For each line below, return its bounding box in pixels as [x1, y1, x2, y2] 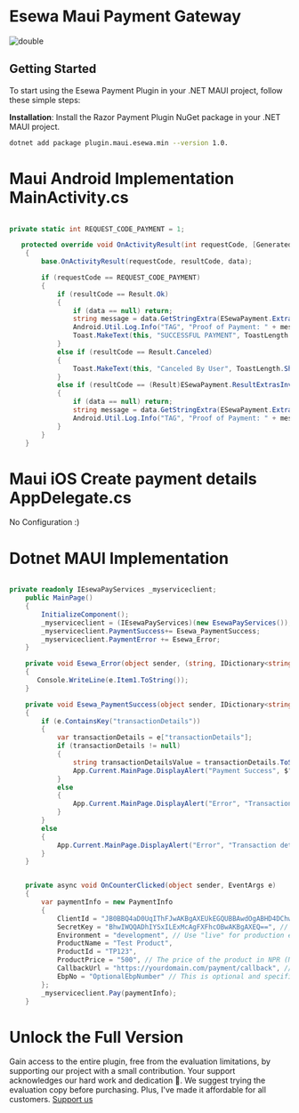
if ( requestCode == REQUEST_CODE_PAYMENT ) [41, 273, 201, 282]
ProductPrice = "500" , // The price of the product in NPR [56, 956, 280, 964]
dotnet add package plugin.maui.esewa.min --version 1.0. [9, 138, 229, 148]
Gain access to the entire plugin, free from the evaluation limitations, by [9, 1056, 271, 1067]
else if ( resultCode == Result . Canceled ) [56, 347, 214, 357]
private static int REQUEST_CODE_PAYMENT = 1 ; [9, 224, 185, 233]
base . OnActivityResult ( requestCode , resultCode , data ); [41, 257, 253, 266]
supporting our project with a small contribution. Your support [9, 1066, 236, 1077]
